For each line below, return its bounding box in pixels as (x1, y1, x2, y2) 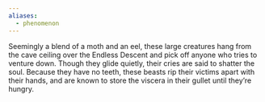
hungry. (8, 84, 35, 93)
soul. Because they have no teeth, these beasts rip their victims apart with (8, 67, 255, 76)
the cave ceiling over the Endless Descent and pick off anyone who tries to (8, 50, 258, 59)
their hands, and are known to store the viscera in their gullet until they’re (8, 75, 252, 85)
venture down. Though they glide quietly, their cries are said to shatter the (8, 58, 255, 68)
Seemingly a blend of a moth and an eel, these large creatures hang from (8, 41, 252, 51)
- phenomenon (15, 19, 60, 27)
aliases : (8, 11, 38, 20)
